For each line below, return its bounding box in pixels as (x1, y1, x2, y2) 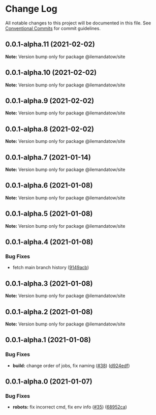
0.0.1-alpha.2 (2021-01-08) (5, 307, 93, 316)
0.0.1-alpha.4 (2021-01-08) (5, 238, 93, 247)
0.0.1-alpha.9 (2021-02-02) (5, 96, 95, 105)
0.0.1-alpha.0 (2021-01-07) (5, 377, 92, 386)
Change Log (5, 3, 57, 15)
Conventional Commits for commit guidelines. (5, 25, 101, 31)
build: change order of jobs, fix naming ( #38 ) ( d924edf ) (12, 362, 130, 369)
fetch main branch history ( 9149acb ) (12, 264, 89, 271)
